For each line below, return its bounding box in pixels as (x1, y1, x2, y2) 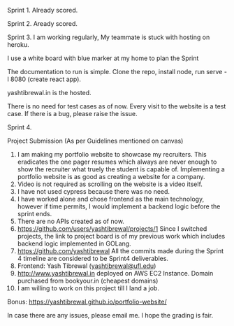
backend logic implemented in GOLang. (17, 239, 131, 248)
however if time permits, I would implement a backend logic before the (17, 202, 221, 211)
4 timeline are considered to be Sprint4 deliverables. (17, 255, 169, 262)
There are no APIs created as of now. (17, 217, 124, 225)
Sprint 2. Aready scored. (7, 20, 78, 27)
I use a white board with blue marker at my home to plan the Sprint (7, 54, 199, 62)
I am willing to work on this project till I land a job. (17, 284, 159, 292)
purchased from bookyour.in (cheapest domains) (17, 276, 159, 285)
